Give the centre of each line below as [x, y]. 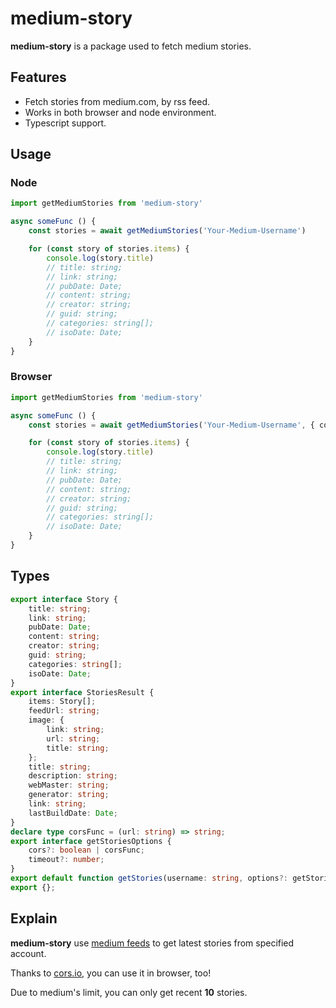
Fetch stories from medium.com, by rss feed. [117, 101]
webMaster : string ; [69, 785]
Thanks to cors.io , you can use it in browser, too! [111, 973]
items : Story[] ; [62, 702]
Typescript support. [65, 123]
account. [28, 953]
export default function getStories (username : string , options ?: [149, 878]
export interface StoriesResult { [82, 692]
